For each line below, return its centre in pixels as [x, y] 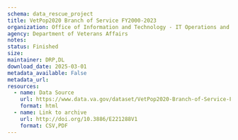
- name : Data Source [44, 93]
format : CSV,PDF [44, 126]
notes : [17, 40]
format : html [39, 106]
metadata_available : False [47, 73]
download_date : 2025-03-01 [47, 66]
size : [15, 54]
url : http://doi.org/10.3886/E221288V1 [79, 119]
